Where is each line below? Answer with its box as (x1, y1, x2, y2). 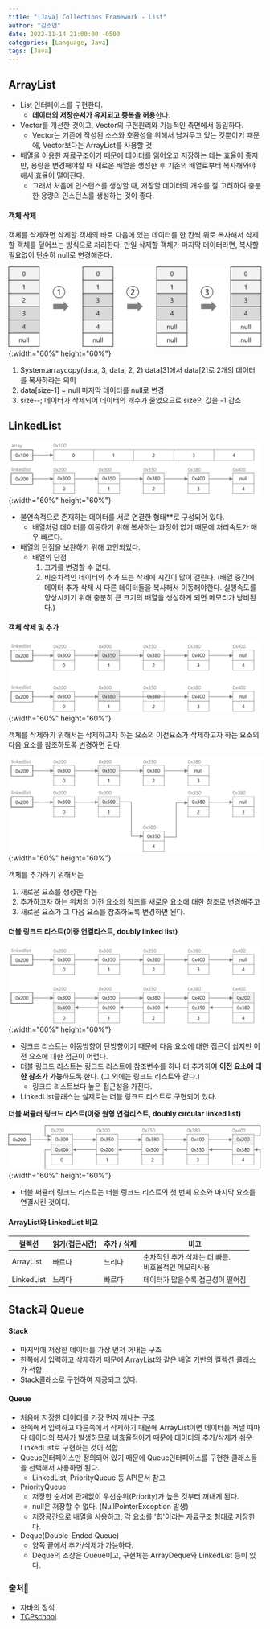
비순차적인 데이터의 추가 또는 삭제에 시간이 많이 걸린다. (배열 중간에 (43, 572, 255, 582)
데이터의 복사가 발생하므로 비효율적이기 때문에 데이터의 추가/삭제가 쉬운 (28, 1433, 253, 1442)
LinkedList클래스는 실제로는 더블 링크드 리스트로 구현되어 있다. (19, 1091, 217, 1101)
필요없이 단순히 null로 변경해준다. (8, 250, 112, 260)
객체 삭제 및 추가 (8, 622, 59, 632)
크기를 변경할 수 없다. (43, 562, 111, 571)
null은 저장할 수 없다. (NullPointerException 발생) (31, 1502, 189, 1511)
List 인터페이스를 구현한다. (19, 100, 103, 109)
